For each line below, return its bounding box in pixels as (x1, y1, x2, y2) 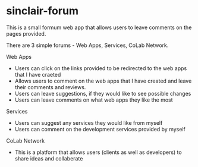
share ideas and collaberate (14, 155, 83, 162)
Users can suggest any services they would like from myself (14, 119, 163, 126)
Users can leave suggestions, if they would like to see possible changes (14, 90, 191, 97)
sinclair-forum (6, 4, 79, 18)
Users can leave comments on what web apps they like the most (14, 96, 174, 103)
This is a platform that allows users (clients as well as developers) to (14, 149, 183, 156)
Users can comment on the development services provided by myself (14, 125, 186, 133)
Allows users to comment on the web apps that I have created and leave (14, 77, 192, 84)
